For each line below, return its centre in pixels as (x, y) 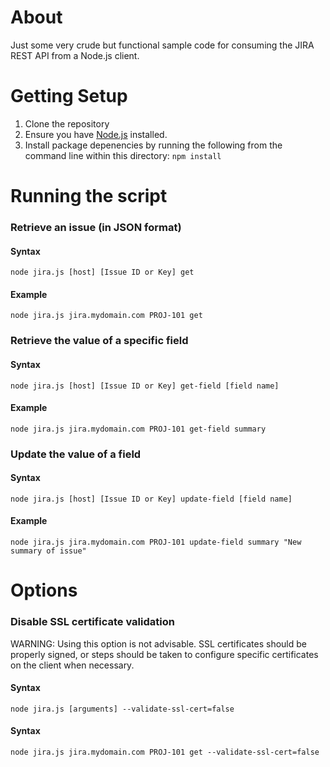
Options (44, 590)
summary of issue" (48, 551)
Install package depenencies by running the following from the (153, 145)
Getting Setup (69, 96)
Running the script (89, 196)
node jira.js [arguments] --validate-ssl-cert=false (122, 709)
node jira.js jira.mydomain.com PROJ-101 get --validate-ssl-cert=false (165, 752)
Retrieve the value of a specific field (99, 341)
